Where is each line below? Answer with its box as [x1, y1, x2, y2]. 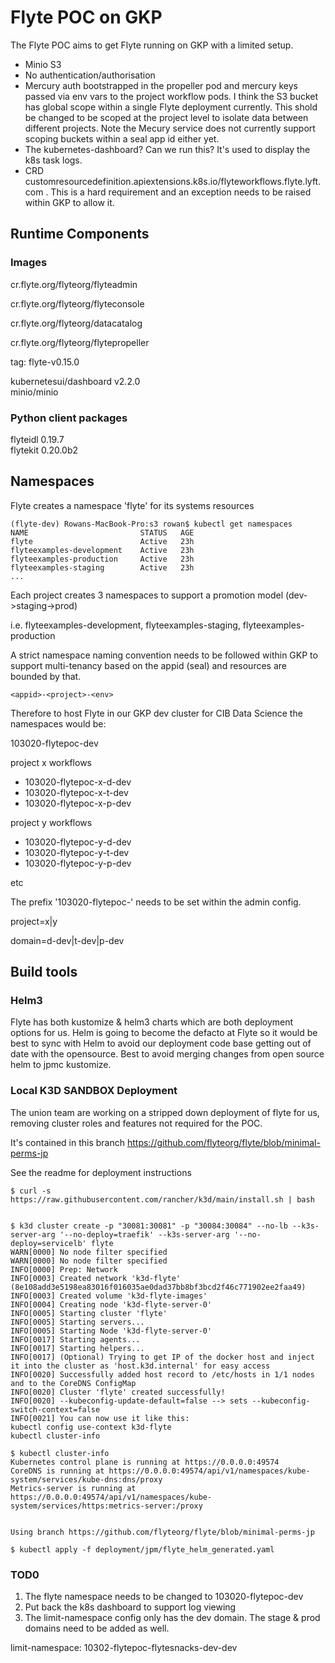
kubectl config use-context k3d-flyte [10, 1422, 172, 1432]
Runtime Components [10, 226, 150, 243]
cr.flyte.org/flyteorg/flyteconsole [10, 297, 145, 310]
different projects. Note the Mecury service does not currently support [24, 122, 316, 134]
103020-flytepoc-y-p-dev [24, 857, 132, 869]
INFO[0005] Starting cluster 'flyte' [10, 1308, 168, 1318]
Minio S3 [24, 58, 62, 70]
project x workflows [10, 756, 92, 768]
